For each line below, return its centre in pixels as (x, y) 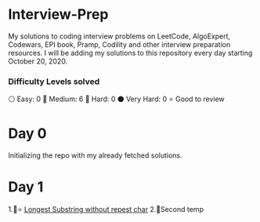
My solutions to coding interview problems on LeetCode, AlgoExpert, (119, 36)
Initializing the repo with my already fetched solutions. (95, 155)
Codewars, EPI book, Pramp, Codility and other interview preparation (119, 44)
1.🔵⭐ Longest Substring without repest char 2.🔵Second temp (106, 209)
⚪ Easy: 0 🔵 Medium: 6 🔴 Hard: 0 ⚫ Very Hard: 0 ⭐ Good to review (116, 99)
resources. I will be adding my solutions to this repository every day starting (130, 53)
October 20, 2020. (38, 61)
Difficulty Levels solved (54, 82)
